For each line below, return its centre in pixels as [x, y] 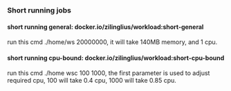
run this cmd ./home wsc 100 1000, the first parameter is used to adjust [109, 73]
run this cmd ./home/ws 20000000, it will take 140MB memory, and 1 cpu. [112, 42]
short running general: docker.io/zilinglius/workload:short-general [105, 27]
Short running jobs [39, 10]
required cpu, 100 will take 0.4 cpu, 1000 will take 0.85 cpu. [92, 81]
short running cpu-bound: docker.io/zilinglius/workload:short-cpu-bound [116, 58]
